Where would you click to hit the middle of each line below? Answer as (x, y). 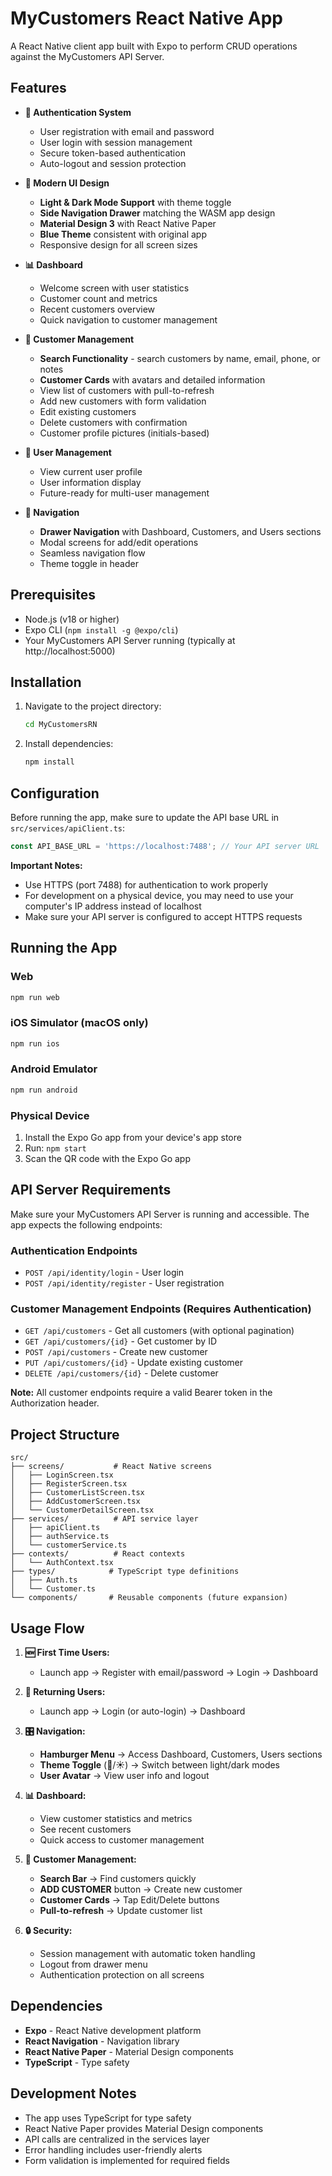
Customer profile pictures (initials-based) (124, 433)
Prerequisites (53, 595)
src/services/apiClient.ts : (68, 828)
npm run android (44, 1090)
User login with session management (116, 142)
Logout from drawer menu (93, 1964)
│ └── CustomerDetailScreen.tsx (82, 1510)
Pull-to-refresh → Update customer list (121, 1911)
